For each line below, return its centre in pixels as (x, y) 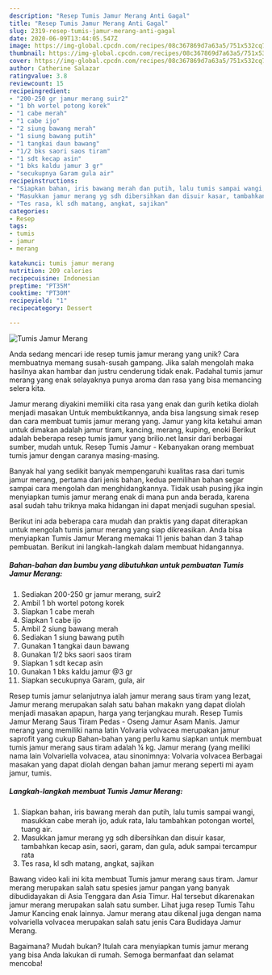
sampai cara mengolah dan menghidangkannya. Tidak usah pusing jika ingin (136, 488)
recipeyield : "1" (38, 301)
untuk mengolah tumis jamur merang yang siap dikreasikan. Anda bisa (126, 529)
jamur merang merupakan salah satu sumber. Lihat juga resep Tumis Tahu (132, 905)
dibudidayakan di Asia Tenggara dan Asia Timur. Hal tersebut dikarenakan (132, 896)
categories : (29, 211)
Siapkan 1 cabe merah (58, 611)
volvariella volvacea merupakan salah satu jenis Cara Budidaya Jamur (125, 922)
